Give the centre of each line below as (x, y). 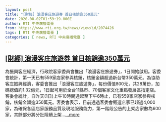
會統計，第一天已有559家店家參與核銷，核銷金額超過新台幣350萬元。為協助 (83, 78)
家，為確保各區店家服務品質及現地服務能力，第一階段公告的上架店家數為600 (83, 108)
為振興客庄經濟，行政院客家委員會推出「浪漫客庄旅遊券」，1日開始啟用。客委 (83, 71)
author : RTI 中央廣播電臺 (30, 23)
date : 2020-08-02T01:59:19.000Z (38, 19)
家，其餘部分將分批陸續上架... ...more (43, 115)
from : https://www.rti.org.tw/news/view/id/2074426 (59, 28)
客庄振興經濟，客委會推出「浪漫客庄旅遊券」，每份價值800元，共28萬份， (80, 83)
